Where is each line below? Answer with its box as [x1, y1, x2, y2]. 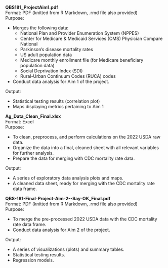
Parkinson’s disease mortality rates [20, 47, 94, 52]
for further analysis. [12, 150, 54, 156]
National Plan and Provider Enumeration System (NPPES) [20, 30, 139, 36]
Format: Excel [5, 119, 34, 124]
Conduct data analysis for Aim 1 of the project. [12, 78, 110, 84]
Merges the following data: [12, 25, 69, 31]
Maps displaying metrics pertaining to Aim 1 [12, 104, 104, 109]
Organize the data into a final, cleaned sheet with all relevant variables [12, 145, 159, 151]
